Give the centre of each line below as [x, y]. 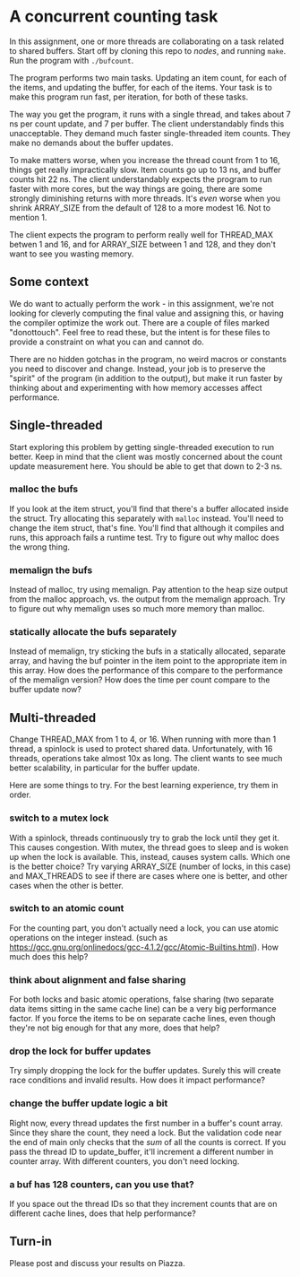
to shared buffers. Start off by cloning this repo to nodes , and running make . [148, 50]
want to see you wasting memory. [72, 254]
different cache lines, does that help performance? [103, 1213]
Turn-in [30, 1242]
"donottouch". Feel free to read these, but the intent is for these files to [140, 332]
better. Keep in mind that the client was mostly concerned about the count [146, 456]
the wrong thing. [39, 547]
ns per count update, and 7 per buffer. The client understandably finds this [147, 124]
